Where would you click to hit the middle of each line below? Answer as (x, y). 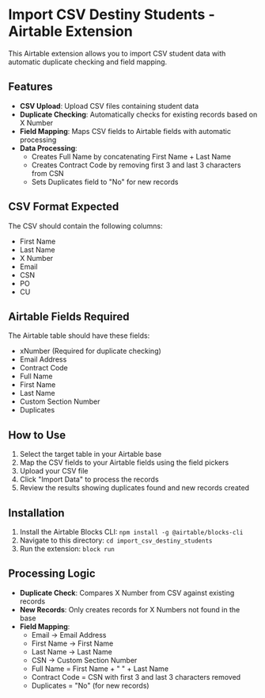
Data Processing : (48, 148)
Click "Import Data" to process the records (89, 479)
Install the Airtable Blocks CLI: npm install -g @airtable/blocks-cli (131, 532)
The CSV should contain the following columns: (85, 226)
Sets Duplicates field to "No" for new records (105, 182)
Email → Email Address (69, 635)
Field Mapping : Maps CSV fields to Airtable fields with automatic (125, 131)
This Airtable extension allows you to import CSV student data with (117, 53)
